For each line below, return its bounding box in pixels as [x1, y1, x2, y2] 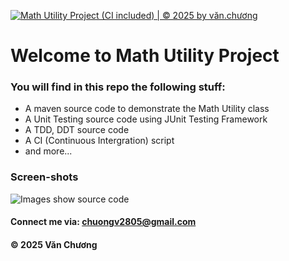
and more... [24, 145, 73, 157]
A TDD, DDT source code [24, 124, 130, 136]
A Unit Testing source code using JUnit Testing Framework [24, 113, 268, 125]
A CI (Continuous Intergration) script [24, 135, 175, 147]
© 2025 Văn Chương [10, 238, 98, 250]
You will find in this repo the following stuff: [10, 80, 226, 94]
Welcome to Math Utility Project [10, 45, 280, 67]
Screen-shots [10, 170, 79, 184]
